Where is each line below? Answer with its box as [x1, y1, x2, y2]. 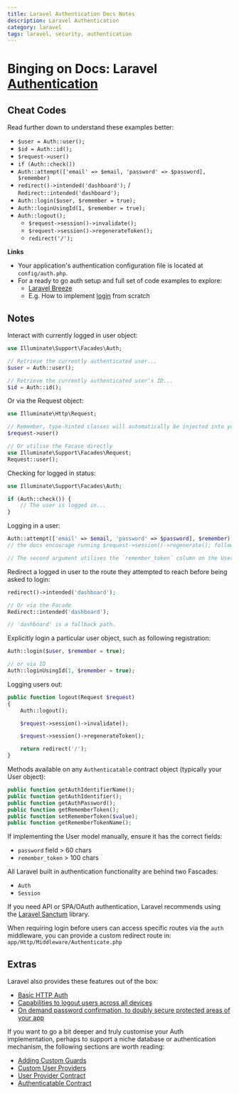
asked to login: [7, 575, 51, 583]
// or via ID [7, 661, 46, 668]
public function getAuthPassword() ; [7, 800, 116, 807]
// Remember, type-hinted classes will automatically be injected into [7, 423, 224, 430]
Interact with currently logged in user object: [7, 331, 138, 340]
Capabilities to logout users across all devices [17, 999, 153, 1007]
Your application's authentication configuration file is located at [17, 261, 203, 270]
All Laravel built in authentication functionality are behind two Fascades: [7, 867, 218, 876]
